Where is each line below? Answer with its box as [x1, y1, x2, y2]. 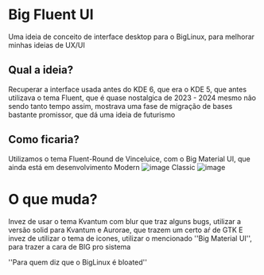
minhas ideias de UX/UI [8, 40, 85, 49]
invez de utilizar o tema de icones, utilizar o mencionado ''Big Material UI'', [8, 233, 253, 243]
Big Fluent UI [8, 6, 94, 24]
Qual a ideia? [8, 64, 74, 77]
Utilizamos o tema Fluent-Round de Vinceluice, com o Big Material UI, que [8, 153, 250, 164]
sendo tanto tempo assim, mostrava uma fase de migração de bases [8, 101, 233, 110]
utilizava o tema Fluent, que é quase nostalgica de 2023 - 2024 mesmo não [8, 93, 257, 103]
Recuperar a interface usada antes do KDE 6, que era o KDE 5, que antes [8, 84, 247, 94]
